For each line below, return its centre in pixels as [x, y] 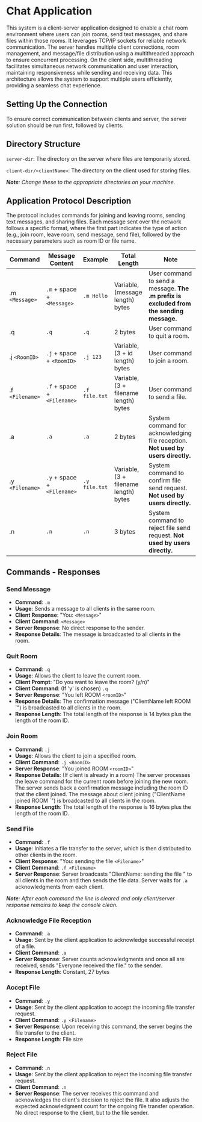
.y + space [61, 478]
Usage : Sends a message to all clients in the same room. [85, 609]
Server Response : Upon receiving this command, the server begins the [103, 1026]
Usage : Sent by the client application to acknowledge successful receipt [105, 940]
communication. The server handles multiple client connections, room [93, 47]
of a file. [25, 946]
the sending [166, 311]
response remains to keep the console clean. [62, 905]
